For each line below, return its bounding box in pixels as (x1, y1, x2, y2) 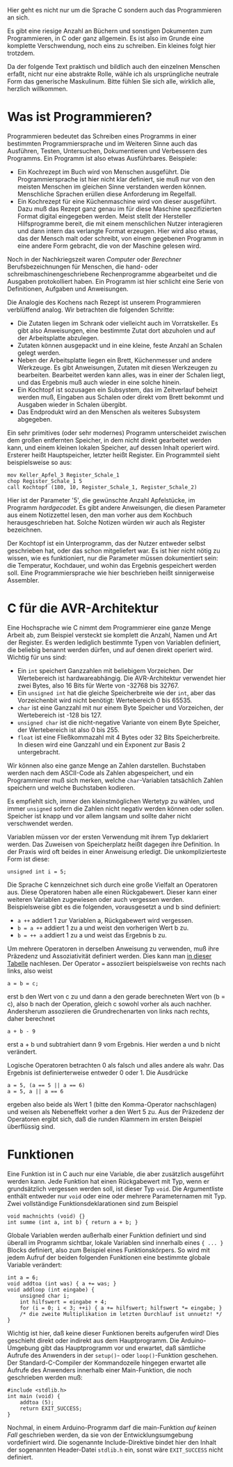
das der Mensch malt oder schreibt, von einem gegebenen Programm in (17, 234, 224, 242)
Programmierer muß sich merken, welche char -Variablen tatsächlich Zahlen (7, 776, 223, 784)
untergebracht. (17, 747, 61, 756)
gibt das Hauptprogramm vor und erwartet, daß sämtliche (40, 1343, 206, 1352)
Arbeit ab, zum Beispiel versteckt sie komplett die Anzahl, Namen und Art (7, 631, 218, 639)
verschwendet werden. (7, 819, 74, 827)
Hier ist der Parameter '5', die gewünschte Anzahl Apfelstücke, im (7, 495, 195, 504)
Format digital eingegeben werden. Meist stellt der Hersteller (17, 212, 192, 220)
